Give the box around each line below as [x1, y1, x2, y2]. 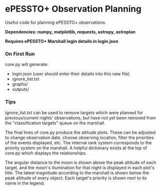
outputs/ [12, 87, 29, 92]
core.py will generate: [5, 62, 49, 68]
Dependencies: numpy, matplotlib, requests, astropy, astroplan [5, 29, 136, 35]
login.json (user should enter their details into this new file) [12, 71, 130, 77]
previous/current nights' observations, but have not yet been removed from [5, 115, 157, 121]
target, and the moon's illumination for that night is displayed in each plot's [5, 164, 155, 171]
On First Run [5, 50, 35, 57]
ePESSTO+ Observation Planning [5, 3, 142, 15]
